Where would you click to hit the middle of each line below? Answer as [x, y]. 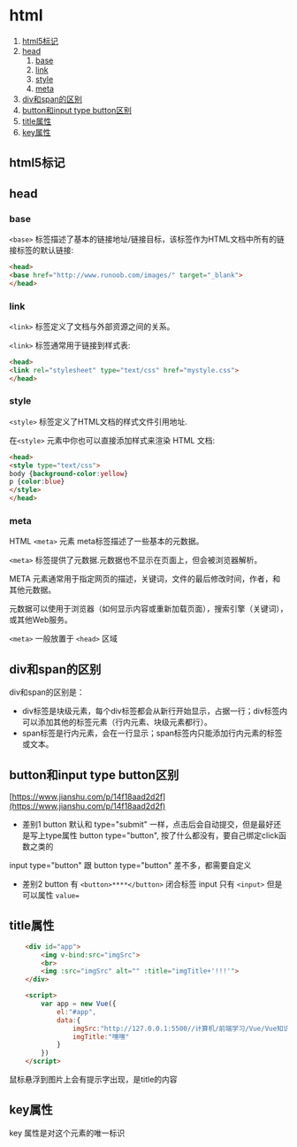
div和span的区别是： [47, 692]
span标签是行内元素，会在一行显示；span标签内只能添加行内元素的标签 [152, 733]
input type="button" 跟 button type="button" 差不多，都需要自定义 [130, 866]
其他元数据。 [32, 590]
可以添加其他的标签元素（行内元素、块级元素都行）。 [117, 722]
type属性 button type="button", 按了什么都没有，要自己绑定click [162, 835]
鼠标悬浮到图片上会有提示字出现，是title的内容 [94, 1080]
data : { [69, 1020]
